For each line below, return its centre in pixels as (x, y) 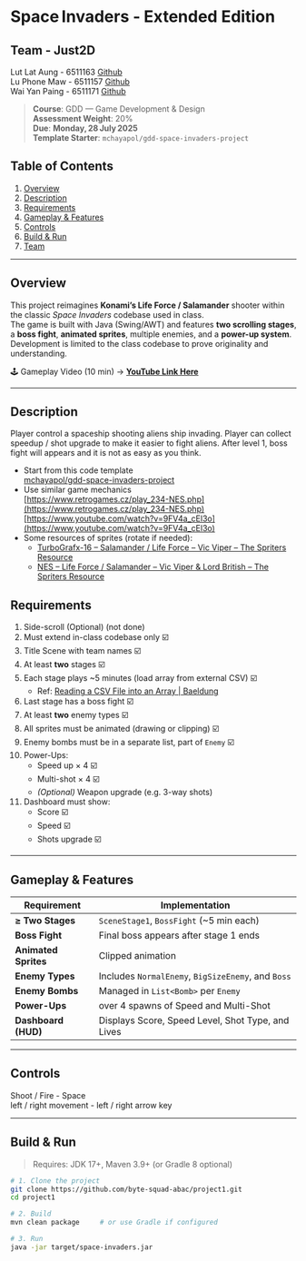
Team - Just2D (53, 50)
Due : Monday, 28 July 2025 (85, 128)
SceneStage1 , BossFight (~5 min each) (179, 921)
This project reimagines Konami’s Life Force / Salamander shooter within (148, 305)
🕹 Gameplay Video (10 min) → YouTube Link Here (104, 371)
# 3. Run (27, 1239)
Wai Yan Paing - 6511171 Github (68, 91)
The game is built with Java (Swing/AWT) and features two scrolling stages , (153, 324)
